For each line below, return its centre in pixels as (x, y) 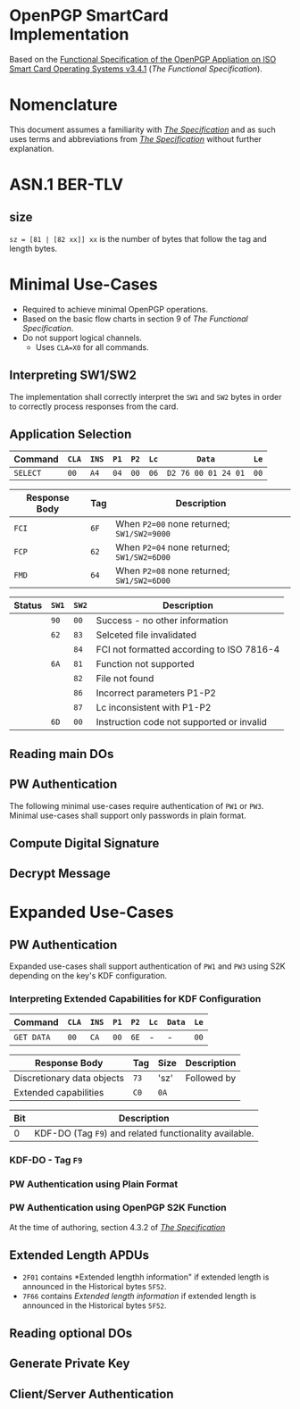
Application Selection (71, 434)
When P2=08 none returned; (173, 571)
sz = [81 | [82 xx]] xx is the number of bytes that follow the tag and (138, 238)
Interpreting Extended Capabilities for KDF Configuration (135, 999)
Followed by (211, 1078)
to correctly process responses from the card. (94, 406)
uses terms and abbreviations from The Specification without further (135, 138)
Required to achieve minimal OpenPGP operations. (115, 309)
